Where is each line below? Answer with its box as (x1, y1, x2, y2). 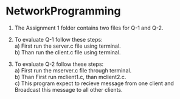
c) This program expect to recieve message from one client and (14, 80, 175, 87)
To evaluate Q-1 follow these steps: (14, 36, 103, 43)
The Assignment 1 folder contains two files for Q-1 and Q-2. (14, 24, 164, 31)
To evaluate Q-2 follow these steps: (14, 60, 104, 68)
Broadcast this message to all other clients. (14, 86, 123, 93)
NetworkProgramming (5, 4, 121, 18)
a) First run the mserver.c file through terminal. (14, 66, 132, 74)
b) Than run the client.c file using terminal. (14, 48, 121, 56)
